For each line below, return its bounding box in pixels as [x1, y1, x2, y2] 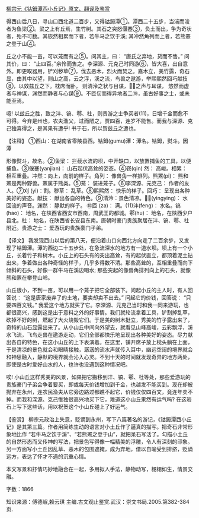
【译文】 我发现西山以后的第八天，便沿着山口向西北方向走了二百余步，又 [6, 237, 184, 244]
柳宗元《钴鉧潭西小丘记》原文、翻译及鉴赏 [6, 5, 110, 12]
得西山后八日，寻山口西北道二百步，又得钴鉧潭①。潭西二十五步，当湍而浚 [6, 18, 190, 25]
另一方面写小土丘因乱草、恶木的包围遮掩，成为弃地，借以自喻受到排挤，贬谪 [6, 446, 193, 453]
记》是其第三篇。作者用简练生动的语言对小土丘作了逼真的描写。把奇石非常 [6, 424, 188, 430]
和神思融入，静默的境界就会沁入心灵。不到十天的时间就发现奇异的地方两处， [6, 353, 193, 361]
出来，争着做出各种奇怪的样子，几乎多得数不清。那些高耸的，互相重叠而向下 [6, 259, 193, 266]
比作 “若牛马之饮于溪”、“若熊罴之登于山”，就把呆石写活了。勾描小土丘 [16, 431, 188, 438]
